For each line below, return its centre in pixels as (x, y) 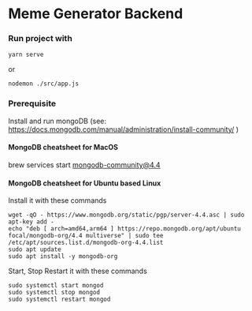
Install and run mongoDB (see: (57, 121)
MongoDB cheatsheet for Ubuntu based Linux (85, 183)
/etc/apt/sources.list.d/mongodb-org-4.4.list (86, 243)
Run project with (40, 39)
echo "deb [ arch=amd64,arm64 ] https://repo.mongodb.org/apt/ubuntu (125, 229)
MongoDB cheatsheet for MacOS (63, 148)
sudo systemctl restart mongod (59, 300)
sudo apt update (35, 249)
